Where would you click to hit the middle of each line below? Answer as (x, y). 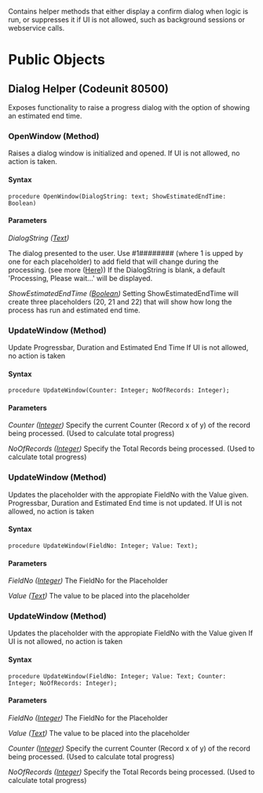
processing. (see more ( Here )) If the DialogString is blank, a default (117, 269)
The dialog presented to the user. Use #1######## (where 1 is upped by (126, 253)
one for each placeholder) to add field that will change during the (113, 261)
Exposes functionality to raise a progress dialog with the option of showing (129, 108)
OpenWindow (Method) (54, 136)
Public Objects (57, 60)
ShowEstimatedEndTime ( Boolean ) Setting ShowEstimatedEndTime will (124, 293)
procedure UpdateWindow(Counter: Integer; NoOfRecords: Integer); (119, 391)
